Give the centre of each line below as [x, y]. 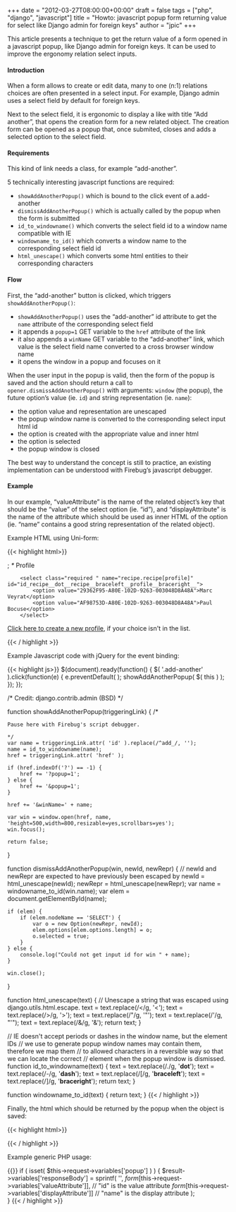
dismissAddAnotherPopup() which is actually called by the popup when [119, 211]
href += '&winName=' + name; [50, 805]
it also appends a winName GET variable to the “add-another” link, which [121, 339]
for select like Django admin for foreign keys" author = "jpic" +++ [102, 25]
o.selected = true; [61, 936]
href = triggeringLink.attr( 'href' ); [66, 755]
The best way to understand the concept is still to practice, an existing [109, 462]
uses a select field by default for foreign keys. [74, 101]
